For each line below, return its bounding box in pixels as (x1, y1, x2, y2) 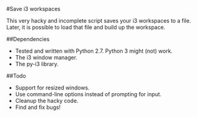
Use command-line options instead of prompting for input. (15, 91, 162, 97)
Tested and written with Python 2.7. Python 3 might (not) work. (15, 47, 173, 55)
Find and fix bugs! (15, 104, 61, 111)
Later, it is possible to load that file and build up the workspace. (6, 24, 166, 31)
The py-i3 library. (15, 61, 59, 67)
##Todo (6, 72, 26, 79)
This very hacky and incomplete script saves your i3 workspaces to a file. (6, 17, 192, 24)
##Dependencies (6, 36, 50, 42)
